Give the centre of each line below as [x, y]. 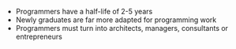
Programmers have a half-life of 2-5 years [84, 11]
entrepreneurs [39, 36]
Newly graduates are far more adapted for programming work [116, 20]
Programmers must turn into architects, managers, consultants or [122, 28]
